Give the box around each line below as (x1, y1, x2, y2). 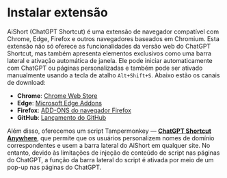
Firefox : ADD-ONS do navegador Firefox (16, 106, 132, 114)
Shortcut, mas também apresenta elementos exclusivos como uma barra (7, 49, 212, 58)
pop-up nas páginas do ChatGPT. (7, 163, 102, 171)
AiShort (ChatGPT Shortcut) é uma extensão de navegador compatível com (7, 27, 219, 36)
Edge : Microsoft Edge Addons (16, 99, 103, 107)
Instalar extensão (7, 5, 108, 21)
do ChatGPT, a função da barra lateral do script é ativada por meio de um (7, 155, 214, 164)
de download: (7, 78, 46, 86)
